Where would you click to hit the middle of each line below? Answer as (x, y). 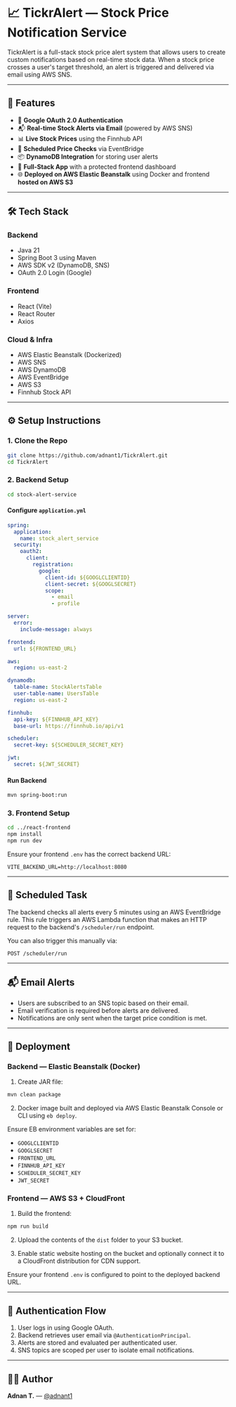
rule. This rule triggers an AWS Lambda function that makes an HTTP (107, 919)
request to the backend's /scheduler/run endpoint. (81, 927)
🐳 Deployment (39, 1046)
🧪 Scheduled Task (47, 895)
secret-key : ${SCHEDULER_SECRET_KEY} (69, 745)
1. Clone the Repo (38, 441)
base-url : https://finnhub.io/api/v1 (69, 726)
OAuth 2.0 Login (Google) (54, 273)
